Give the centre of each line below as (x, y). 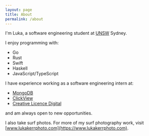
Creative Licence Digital (37, 104)
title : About (19, 14)
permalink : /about (24, 19)
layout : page (19, 10)
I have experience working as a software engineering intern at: (69, 83)
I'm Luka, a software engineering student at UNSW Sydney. (66, 33)
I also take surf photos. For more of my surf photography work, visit (74, 123)
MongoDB (23, 93)
